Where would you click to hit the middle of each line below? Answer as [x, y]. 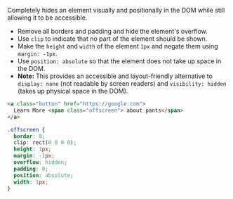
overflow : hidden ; [41, 162]
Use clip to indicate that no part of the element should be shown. [112, 39]
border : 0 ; [29, 136]
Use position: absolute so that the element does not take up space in [119, 61]
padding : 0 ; [31, 169]
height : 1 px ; [33, 149]
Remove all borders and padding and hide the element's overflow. [113, 31]
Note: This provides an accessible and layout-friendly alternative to [115, 76]
